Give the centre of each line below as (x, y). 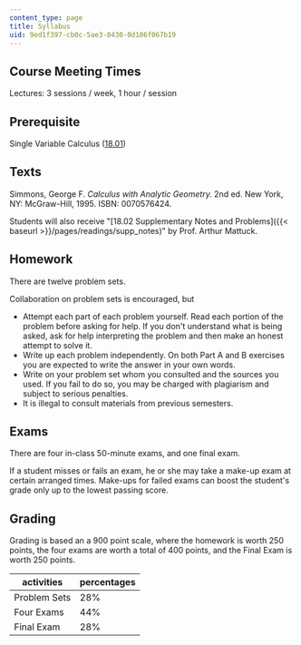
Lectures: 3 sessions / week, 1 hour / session (93, 93)
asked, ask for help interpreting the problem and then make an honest (153, 336)
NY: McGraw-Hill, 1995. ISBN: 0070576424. (91, 203)
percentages (108, 582)
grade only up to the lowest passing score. (89, 490)
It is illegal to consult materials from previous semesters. (128, 403)
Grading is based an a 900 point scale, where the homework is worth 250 (146, 541)
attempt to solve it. (57, 345)
